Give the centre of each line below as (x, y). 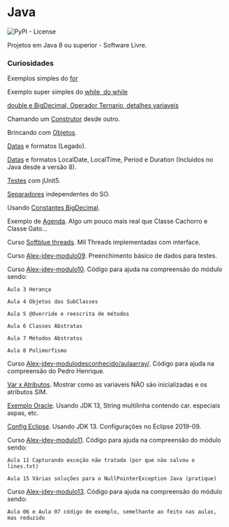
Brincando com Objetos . (42, 133)
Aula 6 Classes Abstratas (45, 326)
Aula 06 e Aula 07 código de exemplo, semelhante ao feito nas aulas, (112, 512)
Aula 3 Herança (29, 290)
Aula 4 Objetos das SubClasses (53, 302)
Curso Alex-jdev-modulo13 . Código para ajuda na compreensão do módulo (115, 492)
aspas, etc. (23, 413)
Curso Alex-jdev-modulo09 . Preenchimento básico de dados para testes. (112, 256)
